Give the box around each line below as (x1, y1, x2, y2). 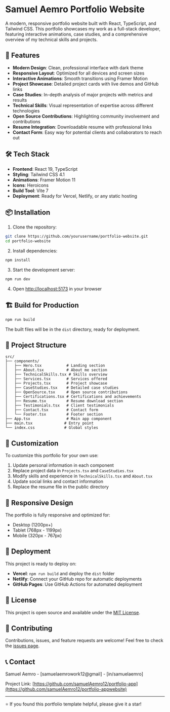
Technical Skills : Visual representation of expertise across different (12, 102, 154, 108)
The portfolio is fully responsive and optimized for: (5, 512, 110, 518)
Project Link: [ (5, 681, 34, 687)
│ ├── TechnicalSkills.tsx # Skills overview (5, 372, 108, 377)
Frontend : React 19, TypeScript (12, 166, 78, 172)
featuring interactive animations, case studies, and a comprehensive (5, 31, 148, 37)
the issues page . (5, 643, 40, 649)
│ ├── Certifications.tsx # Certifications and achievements (5, 394, 142, 399)
